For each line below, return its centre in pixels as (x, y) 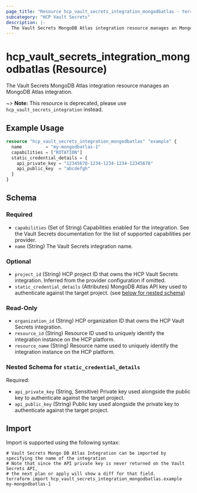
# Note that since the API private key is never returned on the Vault (95, 464)
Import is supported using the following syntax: (63, 443)
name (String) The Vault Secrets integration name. (74, 246)
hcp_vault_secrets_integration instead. (55, 110)
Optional (18, 261)
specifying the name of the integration (56, 458)
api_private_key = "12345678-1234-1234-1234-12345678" (85, 163)
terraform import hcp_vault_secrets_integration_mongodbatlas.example (94, 479)
